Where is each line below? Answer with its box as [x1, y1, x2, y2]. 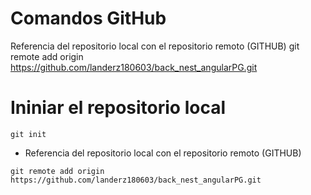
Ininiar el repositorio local [10, 97, 226, 119]
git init [10, 129, 47, 139]
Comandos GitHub [10, 7, 167, 30]
